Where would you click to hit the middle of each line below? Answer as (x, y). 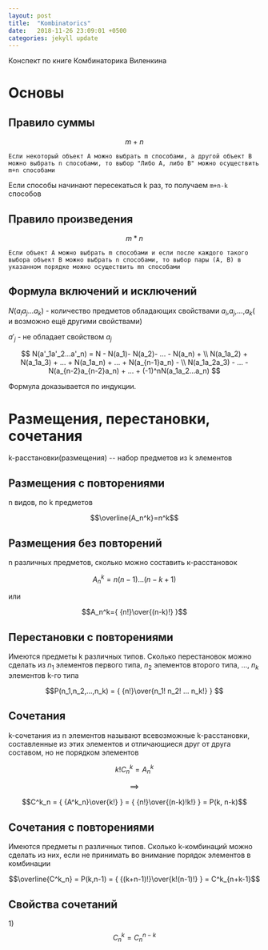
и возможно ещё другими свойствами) (75, 321)
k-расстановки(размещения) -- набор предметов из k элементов (120, 458)
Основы (36, 93)
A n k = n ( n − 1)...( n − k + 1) (134, 579)
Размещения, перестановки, (109, 419)
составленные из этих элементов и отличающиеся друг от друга (120, 744)
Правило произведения (71, 219)
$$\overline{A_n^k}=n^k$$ (134, 518)
